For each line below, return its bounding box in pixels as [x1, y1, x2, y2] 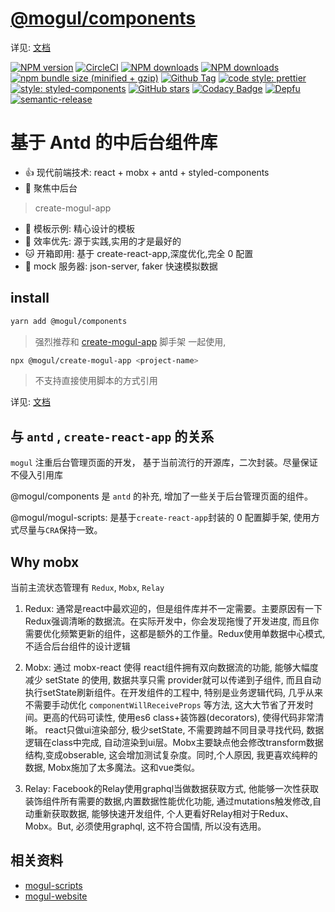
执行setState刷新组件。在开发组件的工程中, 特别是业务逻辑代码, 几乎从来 [24, 687, 323, 699]
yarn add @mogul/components [10, 316, 128, 326]
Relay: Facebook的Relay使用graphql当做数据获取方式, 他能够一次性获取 [24, 783, 320, 795]
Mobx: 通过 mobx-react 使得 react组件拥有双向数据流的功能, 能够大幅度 [24, 662, 319, 674]
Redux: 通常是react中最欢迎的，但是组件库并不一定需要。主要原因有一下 [24, 603, 323, 615]
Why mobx [10, 553, 80, 571]
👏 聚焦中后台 [24, 182, 78, 194]
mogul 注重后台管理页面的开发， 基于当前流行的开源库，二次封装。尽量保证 [10, 457, 318, 469]
